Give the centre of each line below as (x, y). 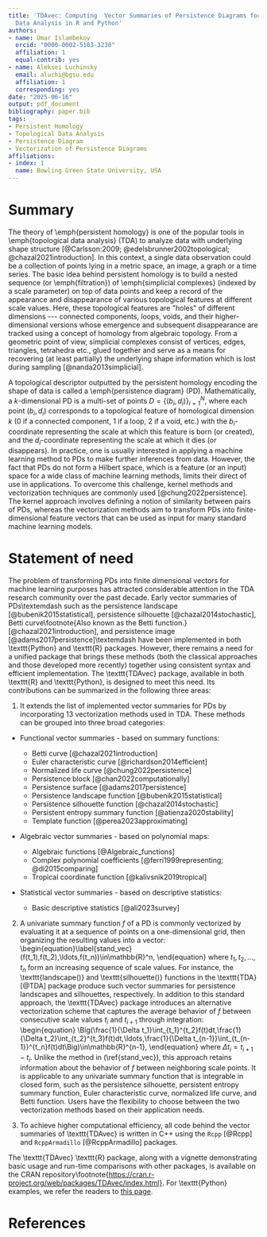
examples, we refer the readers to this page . (81, 1191)
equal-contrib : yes (48, 60)
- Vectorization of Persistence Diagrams (78, 149)
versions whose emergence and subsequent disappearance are (154, 325)
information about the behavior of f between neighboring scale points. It (137, 1067)
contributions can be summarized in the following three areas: (110, 690)
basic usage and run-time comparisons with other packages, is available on (132, 1165)
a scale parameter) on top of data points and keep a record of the (115, 291)
